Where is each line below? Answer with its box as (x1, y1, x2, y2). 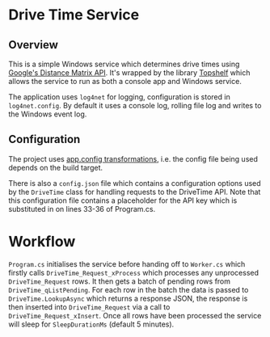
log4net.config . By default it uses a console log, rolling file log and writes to (8, 101, 262, 110)
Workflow (8, 233, 76, 251)
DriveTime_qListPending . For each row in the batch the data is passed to (8, 284, 249, 294)
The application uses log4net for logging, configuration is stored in (8, 92, 230, 102)
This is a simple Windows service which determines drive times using (8, 59, 240, 69)
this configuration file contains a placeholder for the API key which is (8, 196, 238, 205)
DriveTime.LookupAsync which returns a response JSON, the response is (8, 293, 248, 303)
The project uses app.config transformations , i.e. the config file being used (8, 154, 259, 163)
